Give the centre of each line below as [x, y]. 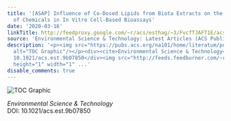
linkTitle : [23, 32]
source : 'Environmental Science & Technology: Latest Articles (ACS [107, 39]
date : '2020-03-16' [35, 26]
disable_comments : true [41, 70]
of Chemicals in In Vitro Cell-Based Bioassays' [84, 20]
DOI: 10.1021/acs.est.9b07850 [49, 111]
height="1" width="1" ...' [52, 64]
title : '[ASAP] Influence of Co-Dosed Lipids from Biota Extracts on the [115, 13]
